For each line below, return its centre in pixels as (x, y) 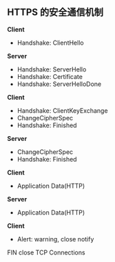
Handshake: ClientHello (50, 43)
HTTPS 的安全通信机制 (55, 12)
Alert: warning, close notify (55, 239)
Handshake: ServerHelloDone (59, 84)
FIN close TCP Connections (46, 252)
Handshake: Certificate (50, 76)
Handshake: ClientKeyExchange (62, 110)
